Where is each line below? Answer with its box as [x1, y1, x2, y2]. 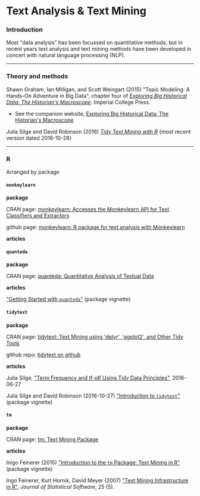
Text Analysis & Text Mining [6, 4, 147, 18]
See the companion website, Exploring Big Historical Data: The [14, 110, 168, 117]
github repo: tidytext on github [6, 351, 81, 358]
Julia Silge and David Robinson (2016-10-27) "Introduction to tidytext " [6, 392, 180, 399]
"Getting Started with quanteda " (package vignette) [6, 295, 131, 303]
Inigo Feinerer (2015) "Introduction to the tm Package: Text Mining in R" [6, 458, 180, 466]
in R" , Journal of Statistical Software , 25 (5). [6, 483, 115, 490]
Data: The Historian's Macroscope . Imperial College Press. [6, 98, 151, 106]
